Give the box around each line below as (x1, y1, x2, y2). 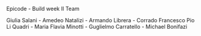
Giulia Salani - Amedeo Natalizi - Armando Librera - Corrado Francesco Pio (6, 17, 195, 23)
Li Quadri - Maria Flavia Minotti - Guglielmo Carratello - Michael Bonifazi (6, 23, 188, 30)
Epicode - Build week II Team (6, 5, 80, 12)
